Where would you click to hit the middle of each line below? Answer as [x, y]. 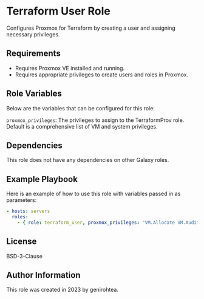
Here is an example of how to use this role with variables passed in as [93, 194]
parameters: [22, 200]
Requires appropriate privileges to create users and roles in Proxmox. [102, 75]
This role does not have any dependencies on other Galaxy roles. [88, 160]
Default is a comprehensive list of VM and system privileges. [82, 126]
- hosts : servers [28, 211]
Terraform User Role [58, 11]
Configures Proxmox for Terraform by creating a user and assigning [91, 28]
